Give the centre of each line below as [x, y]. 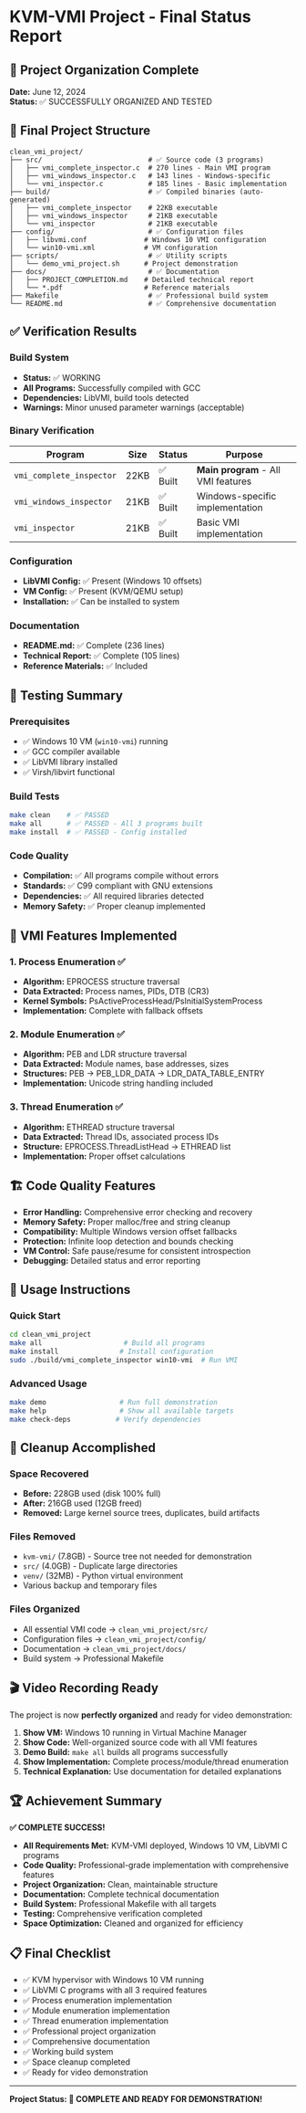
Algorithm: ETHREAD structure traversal [98, 1127]
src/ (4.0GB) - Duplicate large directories [100, 1566]
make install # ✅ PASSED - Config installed [98, 833]
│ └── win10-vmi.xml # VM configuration [114, 247]
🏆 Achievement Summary [86, 1801]
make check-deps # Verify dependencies [106, 1419]
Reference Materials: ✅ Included [85, 666]
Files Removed [42, 1537]
